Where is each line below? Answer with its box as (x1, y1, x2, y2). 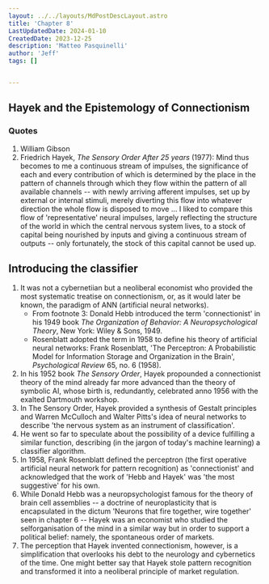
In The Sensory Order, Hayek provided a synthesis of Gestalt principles (19, 404, 257, 413)
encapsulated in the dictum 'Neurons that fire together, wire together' (19, 506, 252, 516)
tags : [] (8, 57, 38, 66)
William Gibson (19, 143, 70, 154)
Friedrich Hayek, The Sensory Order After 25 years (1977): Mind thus (19, 152, 250, 162)
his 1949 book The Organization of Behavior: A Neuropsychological (32, 317, 258, 328)
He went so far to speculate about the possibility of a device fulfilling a (19, 430, 255, 439)
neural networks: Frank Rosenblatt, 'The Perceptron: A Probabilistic (32, 343, 257, 353)
